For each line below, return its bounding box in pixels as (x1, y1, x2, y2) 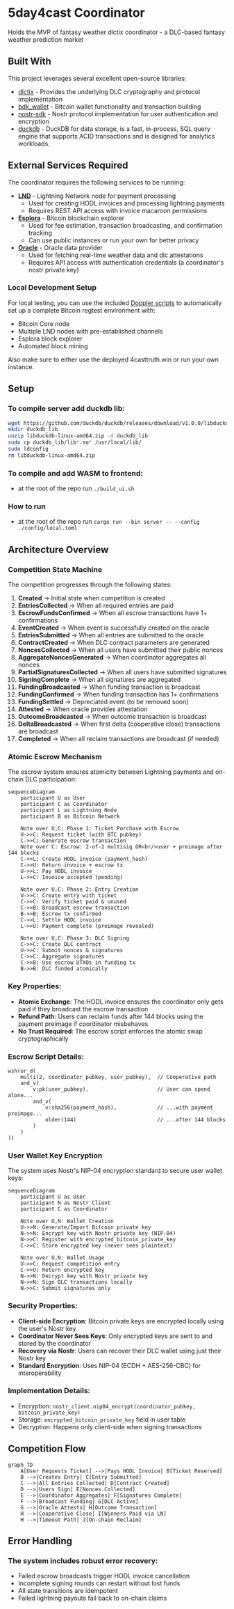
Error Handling (8, 1535, 72, 1547)
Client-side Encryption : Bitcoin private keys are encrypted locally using (17, 1316, 224, 1325)
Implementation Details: (8, 1386, 91, 1396)
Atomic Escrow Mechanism (8, 752, 103, 761)
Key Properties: (8, 981, 62, 991)
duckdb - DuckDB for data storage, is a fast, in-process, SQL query (17, 124, 211, 133)
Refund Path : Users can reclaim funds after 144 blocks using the (17, 1012, 203, 1020)
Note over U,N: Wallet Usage (20, 1254, 105, 1261)
